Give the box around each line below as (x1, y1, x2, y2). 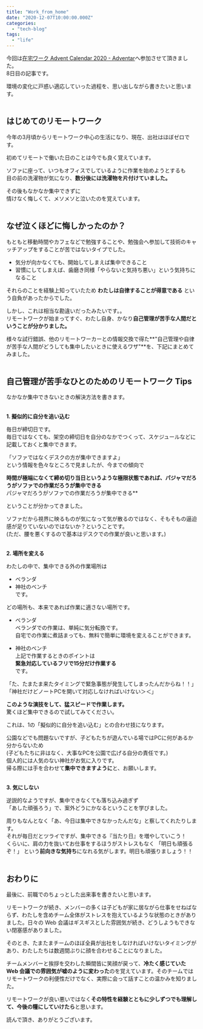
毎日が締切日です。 (6, 426, 54, 433)
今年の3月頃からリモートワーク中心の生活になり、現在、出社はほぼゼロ (6, 133, 185, 140)
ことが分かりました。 (16, 322, 70, 330)
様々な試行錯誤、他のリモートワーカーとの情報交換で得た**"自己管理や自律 (6, 335, 195, 342)
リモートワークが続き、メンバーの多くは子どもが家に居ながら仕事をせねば (6, 904, 192, 911)
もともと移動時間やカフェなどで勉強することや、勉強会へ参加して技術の (6, 238, 187, 245)
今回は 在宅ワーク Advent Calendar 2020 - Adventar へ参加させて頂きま (6, 55, 183, 61)
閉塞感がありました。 (11, 926, 65, 934)
